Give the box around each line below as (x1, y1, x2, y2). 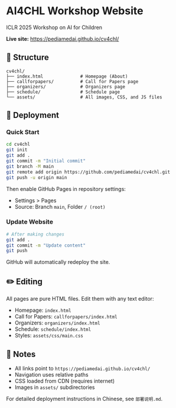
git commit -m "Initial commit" (6, 158, 86, 164)
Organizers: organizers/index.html (14, 319, 100, 327)
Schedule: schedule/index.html (14, 326, 92, 333)
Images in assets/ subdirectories (14, 384, 96, 391)
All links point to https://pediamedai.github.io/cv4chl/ (14, 365, 151, 372)
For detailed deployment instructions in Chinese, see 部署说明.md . (6, 395, 163, 402)
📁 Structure (6, 52, 49, 63)
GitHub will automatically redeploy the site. (6, 259, 110, 266)
